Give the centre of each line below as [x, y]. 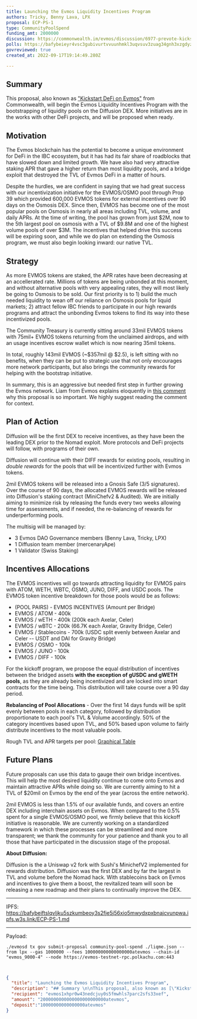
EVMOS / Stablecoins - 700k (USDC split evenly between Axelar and [97, 632]
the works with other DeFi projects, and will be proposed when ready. [90, 117]
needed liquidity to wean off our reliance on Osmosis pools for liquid [89, 300]
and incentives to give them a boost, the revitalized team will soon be [89, 883]
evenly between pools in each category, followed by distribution [84, 711]
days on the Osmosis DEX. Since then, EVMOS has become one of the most [98, 205]
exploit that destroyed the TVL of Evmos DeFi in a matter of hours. [86, 175]
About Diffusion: [27, 853]
